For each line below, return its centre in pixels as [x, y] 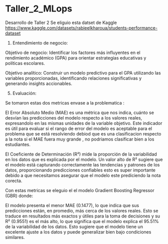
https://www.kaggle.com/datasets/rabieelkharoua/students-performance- [81, 27]
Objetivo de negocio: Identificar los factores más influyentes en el [73, 52]
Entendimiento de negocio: [40, 42]
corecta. [14, 180]
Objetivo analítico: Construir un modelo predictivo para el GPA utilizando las [83, 72]
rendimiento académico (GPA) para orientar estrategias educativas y [76, 57]
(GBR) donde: [19, 195]
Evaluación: [24, 93]
